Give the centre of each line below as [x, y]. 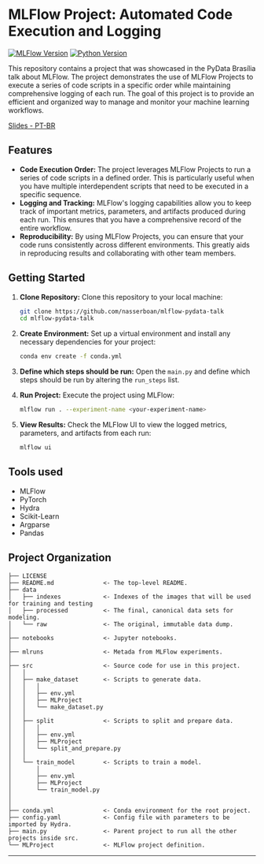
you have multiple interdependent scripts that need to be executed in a [134, 186]
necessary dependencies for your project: [87, 342]
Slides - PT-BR [32, 125]
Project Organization [60, 558]
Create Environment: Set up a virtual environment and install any [125, 333]
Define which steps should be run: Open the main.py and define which [135, 371]
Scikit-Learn [39, 516]
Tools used [36, 472]
